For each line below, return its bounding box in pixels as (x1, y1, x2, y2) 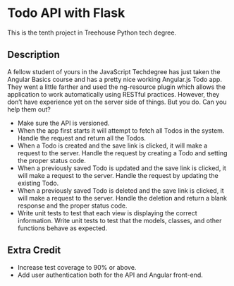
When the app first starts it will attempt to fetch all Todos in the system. (17, 126, 225, 135)
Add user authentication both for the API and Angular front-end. (17, 270, 203, 279)
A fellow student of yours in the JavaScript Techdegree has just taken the (7, 67, 221, 76)
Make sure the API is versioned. (17, 119, 110, 127)
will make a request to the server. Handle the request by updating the (17, 171, 218, 179)
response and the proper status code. (17, 201, 128, 210)
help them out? (7, 105, 51, 114)
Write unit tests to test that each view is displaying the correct (17, 208, 197, 217)
